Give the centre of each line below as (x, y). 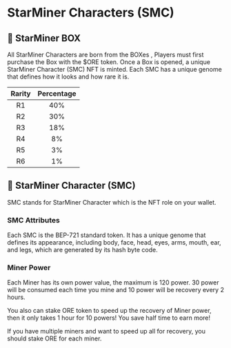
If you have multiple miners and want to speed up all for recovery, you (106, 331)
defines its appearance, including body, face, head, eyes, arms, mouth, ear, (114, 243)
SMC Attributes (33, 220)
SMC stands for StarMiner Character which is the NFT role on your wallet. (112, 202)
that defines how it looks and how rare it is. (68, 76)
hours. (16, 297)
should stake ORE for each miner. (54, 338)
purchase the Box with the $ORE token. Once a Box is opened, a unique (109, 62)
